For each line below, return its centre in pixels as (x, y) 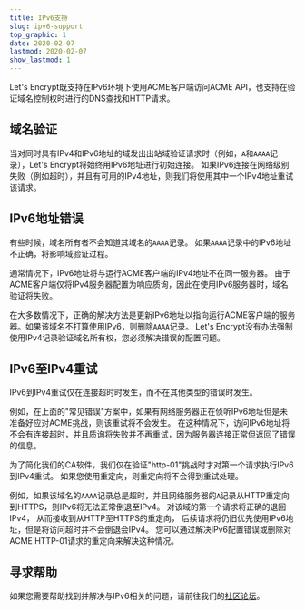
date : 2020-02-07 (42, 43)
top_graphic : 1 (38, 34)
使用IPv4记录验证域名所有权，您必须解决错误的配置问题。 (117, 338)
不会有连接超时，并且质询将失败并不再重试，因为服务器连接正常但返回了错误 (152, 434)
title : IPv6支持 (39, 18)
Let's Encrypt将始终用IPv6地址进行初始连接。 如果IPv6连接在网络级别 (159, 164)
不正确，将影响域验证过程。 (61, 253)
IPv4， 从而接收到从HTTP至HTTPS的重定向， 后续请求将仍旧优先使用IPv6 (148, 518)
